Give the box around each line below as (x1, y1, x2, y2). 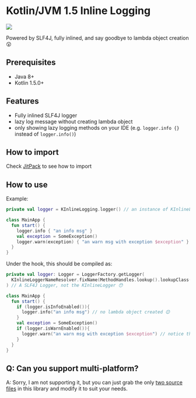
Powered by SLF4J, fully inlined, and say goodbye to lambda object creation (6, 34, 189, 41)
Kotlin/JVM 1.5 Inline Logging (6, 4, 150, 18)
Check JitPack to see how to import (6, 162, 92, 170)
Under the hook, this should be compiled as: (6, 260, 113, 267)
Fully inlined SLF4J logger (14, 112, 78, 119)
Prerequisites (6, 57, 56, 68)
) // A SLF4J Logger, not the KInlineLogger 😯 (6, 282, 124, 288)
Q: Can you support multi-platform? (6, 364, 139, 373)
